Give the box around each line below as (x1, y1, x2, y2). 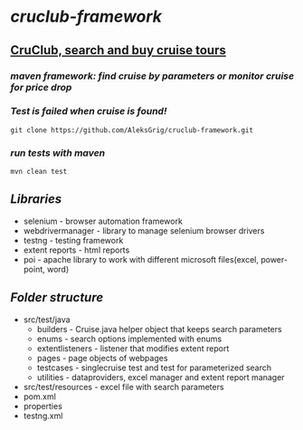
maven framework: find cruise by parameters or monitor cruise (10, 70, 295, 82)
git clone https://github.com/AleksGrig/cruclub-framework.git (10, 125, 254, 135)
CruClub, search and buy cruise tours (10, 43, 227, 58)
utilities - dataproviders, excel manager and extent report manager (36, 371, 285, 382)
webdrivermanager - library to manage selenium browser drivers (23, 225, 265, 236)
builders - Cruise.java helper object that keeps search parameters (36, 323, 283, 334)
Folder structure (10, 290, 104, 305)
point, (23, 263, 46, 274)
